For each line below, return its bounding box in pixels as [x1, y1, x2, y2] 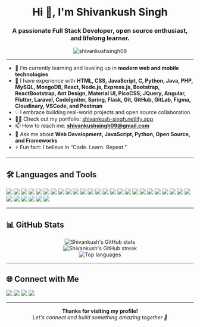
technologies [14, 71, 49, 78]
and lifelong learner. [70, 34, 130, 42]
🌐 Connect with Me [6, 273, 79, 284]
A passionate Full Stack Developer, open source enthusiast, [12, 27, 188, 35]
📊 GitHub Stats [6, 219, 64, 229]
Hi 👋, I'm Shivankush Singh [32, 5, 168, 19]
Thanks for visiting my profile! [61, 307, 139, 315]
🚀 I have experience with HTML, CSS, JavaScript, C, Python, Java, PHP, [14, 77, 193, 84]
